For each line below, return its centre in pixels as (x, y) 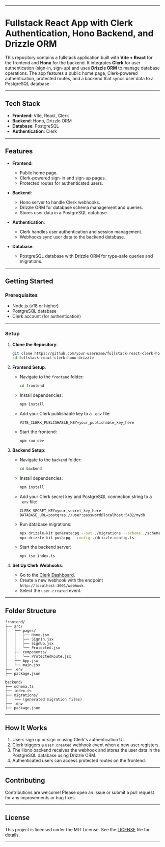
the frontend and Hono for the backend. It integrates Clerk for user (73, 62)
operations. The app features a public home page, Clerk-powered (71, 73)
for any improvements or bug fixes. (41, 797)
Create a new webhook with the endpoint (61, 580)
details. (13, 835)
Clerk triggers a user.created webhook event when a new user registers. (86, 745)
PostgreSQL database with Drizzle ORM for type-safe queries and (86, 256)
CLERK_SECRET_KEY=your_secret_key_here (60, 511)
